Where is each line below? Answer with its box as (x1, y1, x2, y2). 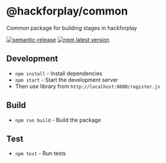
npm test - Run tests (15, 150, 66, 157)
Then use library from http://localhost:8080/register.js (15, 82, 161, 90)
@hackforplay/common (6, 4, 128, 18)
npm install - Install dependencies (15, 70, 103, 77)
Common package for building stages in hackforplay (6, 24, 138, 32)
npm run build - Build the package (15, 116, 101, 124)
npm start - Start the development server (15, 76, 118, 83)
